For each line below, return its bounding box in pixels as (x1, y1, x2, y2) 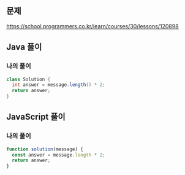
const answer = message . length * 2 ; (12, 152, 105, 158)
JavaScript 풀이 (6, 112, 66, 122)
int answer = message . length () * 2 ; (12, 82, 105, 88)
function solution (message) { (6, 146, 84, 152)
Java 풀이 (6, 42, 42, 52)
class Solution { (6, 76, 51, 82)
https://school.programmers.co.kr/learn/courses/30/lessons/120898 (6, 22, 179, 29)
